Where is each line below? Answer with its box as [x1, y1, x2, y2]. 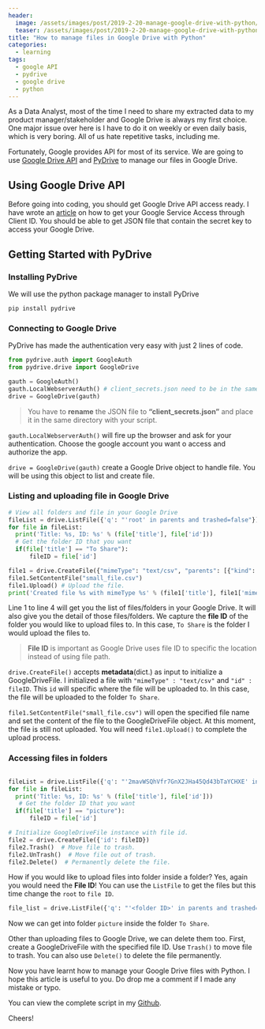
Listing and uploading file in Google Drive [8, 491, 170, 502]
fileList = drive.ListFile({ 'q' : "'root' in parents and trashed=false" [8, 515, 252, 524]
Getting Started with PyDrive [8, 247, 152, 261]
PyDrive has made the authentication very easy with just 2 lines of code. [8, 341, 243, 350]
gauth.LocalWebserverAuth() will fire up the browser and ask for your [8, 430, 232, 439]
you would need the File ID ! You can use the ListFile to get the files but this [8, 880, 256, 890]
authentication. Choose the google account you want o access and [8, 439, 226, 448]
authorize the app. [8, 447, 68, 457]
